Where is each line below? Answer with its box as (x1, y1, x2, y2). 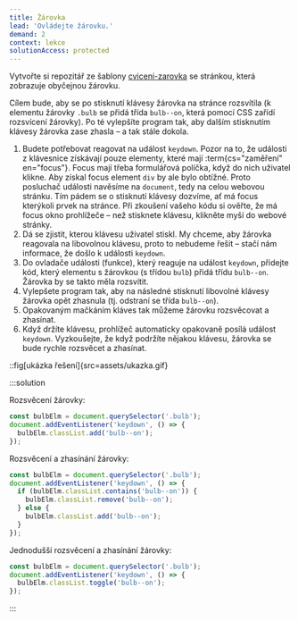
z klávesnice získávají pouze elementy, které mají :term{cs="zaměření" (21, 153, 283, 164)
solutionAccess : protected (9, 46, 110, 55)
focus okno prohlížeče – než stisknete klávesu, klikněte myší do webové (21, 210, 287, 221)
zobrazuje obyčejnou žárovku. (9, 80, 120, 91)
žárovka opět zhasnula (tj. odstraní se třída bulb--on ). (21, 296, 219, 306)
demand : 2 (9, 29, 46, 38)
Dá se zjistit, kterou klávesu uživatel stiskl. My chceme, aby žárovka (21, 229, 272, 239)
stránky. (21, 220, 53, 231)
